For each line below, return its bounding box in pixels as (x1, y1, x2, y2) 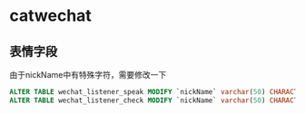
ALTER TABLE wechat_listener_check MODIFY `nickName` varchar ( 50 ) (9, 96, 266, 105)
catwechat (9, 5, 93, 26)
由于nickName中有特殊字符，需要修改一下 (9, 70, 167, 80)
